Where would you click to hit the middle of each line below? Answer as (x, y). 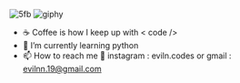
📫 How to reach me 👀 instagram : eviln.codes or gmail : (127, 56)
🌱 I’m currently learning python (80, 45)
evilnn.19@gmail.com (62, 69)
